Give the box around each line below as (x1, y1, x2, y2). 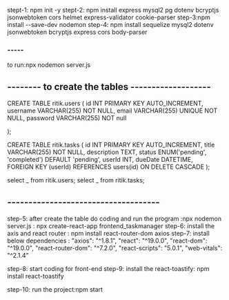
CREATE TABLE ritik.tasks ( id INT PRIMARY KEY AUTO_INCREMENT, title (7, 141, 215, 149)
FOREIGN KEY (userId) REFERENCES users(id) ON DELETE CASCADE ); (7, 162, 210, 171)
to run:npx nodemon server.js (7, 61, 91, 69)
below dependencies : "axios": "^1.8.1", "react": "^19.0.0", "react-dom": (7, 236, 208, 245)
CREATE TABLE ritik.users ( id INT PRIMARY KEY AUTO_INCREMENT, (7, 100, 203, 108)
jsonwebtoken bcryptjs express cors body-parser (7, 28, 148, 36)
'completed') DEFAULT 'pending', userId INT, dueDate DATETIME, (7, 156, 193, 164)
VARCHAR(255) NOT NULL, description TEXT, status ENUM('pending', (7, 148, 207, 156)
